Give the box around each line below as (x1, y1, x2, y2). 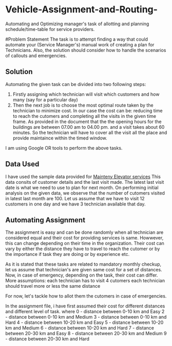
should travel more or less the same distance (5, 283, 101, 289)
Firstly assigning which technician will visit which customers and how (12, 91, 160, 97)
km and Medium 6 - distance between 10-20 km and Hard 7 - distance (5, 325, 154, 331)
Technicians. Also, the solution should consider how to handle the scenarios (5, 47, 166, 53)
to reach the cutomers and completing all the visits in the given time (12, 113, 157, 119)
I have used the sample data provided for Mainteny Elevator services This (5, 174, 161, 180)
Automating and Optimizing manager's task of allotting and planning (5, 21, 149, 27)
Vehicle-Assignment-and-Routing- (5, 4, 158, 15)
